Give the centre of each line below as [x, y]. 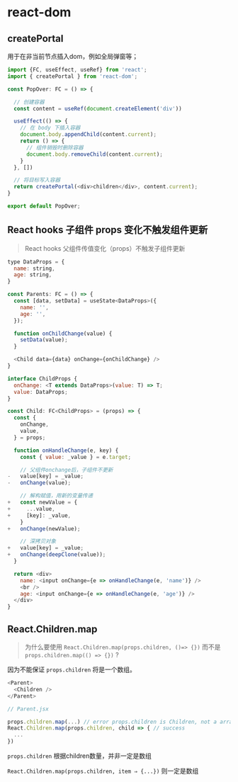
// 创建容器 [29, 102]
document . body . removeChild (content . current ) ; [94, 154]
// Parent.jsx [28, 709]
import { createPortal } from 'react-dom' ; [73, 76]
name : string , [34, 268]
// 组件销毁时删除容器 [55, 147]
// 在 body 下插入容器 [50, 128]
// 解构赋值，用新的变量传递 [57, 496]
